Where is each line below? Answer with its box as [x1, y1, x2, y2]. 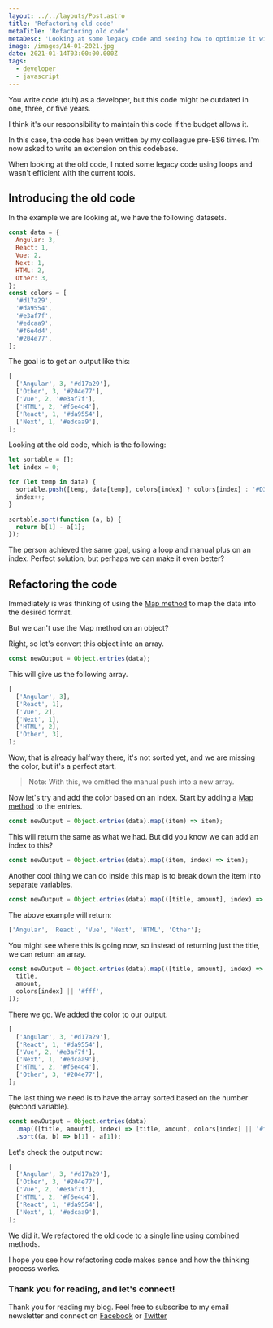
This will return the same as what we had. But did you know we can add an [8, 831, 258, 841]
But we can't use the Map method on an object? [8, 623, 169, 633]
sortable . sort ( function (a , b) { [8, 515, 122, 523]
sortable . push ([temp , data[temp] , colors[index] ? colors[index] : [15, 485, 249, 494]
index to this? [8, 840, 54, 850]
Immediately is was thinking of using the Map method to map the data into [8, 599, 257, 609]
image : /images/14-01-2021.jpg [8, 42, 115, 50]
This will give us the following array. [8, 670, 128, 679]
